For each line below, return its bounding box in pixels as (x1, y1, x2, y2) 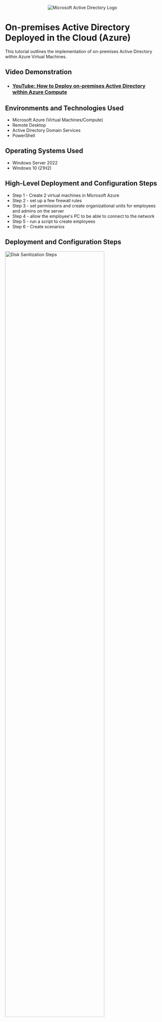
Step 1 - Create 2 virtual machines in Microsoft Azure (12, 192, 119, 198)
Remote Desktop (12, 122, 46, 128)
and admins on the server (12, 208, 64, 214)
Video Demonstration (5, 68, 72, 76)
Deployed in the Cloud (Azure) (5, 32, 131, 44)
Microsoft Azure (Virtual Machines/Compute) (12, 117, 104, 123)
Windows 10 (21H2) (12, 165, 52, 171)
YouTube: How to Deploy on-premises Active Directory (12, 82, 146, 89)
